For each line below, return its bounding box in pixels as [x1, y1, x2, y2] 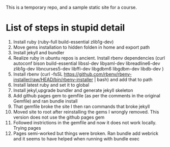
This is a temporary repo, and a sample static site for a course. [6, 5, 137, 10]
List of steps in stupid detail [6, 22, 125, 33]
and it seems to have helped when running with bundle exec [13, 135, 139, 141]
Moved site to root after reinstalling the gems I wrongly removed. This [13, 108, 159, 115]
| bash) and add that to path [94, 76, 153, 83]
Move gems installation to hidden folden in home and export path [13, 44, 150, 50]
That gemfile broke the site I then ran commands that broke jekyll [13, 103, 150, 109]
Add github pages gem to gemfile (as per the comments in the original [13, 92, 161, 98]
